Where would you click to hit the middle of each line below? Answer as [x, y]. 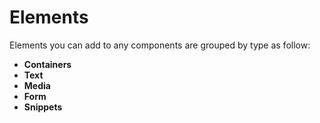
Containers [47, 64]
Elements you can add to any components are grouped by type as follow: [160, 45]
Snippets [43, 107]
